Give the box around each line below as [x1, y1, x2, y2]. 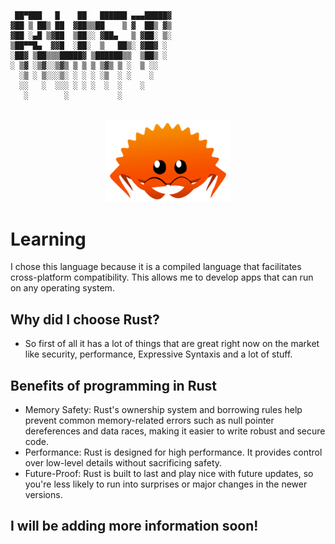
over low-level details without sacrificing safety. [24, 457, 223, 469]
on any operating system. [10, 282, 115, 294]
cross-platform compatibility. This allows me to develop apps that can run [10, 271, 314, 284]
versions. [24, 489, 63, 501]
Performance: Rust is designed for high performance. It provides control [24, 446, 323, 459]
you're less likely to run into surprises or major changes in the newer [24, 478, 308, 490]
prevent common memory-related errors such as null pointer [24, 415, 275, 427]
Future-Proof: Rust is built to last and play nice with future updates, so [24, 468, 314, 480]
